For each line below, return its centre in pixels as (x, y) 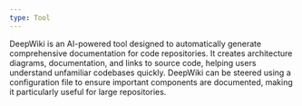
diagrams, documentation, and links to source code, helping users (133, 63)
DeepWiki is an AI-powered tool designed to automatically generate (135, 43)
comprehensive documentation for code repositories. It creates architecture (151, 53)
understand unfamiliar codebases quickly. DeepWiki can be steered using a (151, 72)
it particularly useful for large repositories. (88, 92)
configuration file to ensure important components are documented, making (151, 82)
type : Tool (30, 18)
